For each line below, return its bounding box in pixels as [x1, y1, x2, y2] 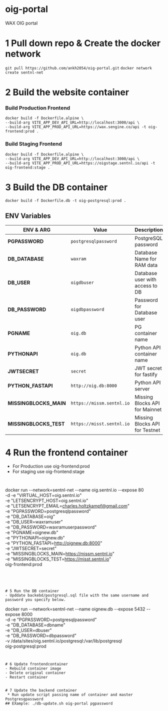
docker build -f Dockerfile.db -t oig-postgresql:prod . [5, 198, 126, 203]
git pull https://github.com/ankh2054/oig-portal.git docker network [5, 65, 152, 70]
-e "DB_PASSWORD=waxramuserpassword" [5, 524, 97, 530]
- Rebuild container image [5, 666, 61, 671]
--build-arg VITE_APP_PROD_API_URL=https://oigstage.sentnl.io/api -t [5, 160, 155, 165]
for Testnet [134, 426, 160, 433]
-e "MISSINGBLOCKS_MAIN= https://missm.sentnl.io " [5, 551, 115, 557]
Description [134, 226, 163, 233]
